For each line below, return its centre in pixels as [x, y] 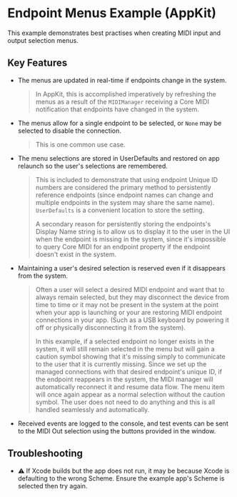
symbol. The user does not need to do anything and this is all [125, 402]
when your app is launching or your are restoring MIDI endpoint [129, 312]
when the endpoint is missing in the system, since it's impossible [131, 239]
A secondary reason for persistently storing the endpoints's [123, 224]
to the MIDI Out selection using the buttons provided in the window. [117, 431]
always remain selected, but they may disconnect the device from [132, 297]
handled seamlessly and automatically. [92, 409]
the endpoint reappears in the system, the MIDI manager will [124, 379]
